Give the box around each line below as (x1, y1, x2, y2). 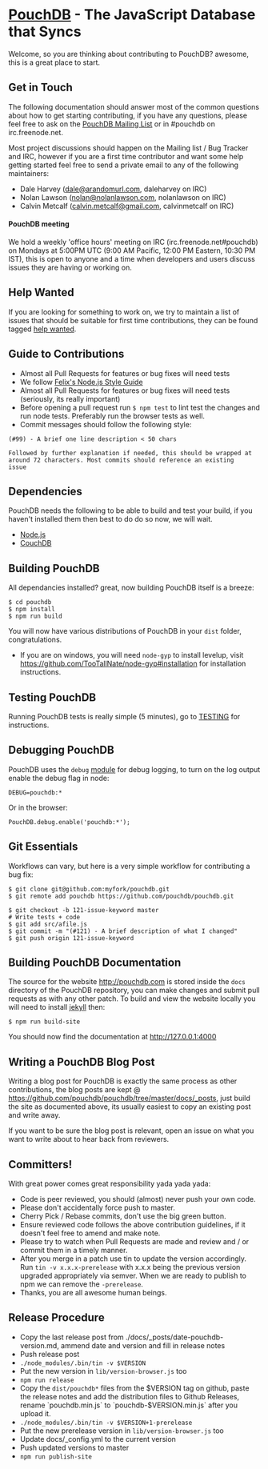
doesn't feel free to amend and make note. (19, 1228, 161, 1238)
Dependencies (8, 484, 82, 498)
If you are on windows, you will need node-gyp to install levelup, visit (19, 650, 244, 660)
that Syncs (8, 22, 82, 41)
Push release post (19, 1349, 80, 1359)
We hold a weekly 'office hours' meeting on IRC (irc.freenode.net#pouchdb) (8, 237, 258, 246)
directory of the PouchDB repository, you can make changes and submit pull (8, 986, 260, 995)
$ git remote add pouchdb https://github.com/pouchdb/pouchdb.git (8, 892, 234, 900)
